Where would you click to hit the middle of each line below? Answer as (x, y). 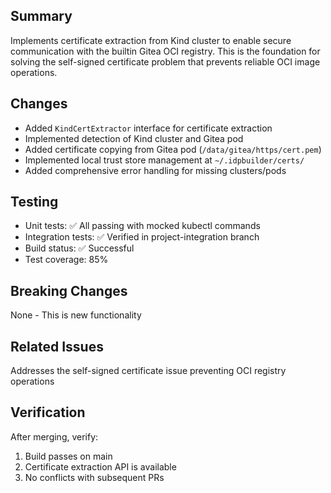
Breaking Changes (69, 290)
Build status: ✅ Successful (79, 248)
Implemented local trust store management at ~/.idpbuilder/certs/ (164, 160)
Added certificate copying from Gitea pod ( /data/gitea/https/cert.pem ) (173, 149)
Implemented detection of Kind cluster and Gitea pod (134, 138)
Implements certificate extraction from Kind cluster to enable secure (151, 40)
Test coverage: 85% (66, 260)
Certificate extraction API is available (100, 466)
